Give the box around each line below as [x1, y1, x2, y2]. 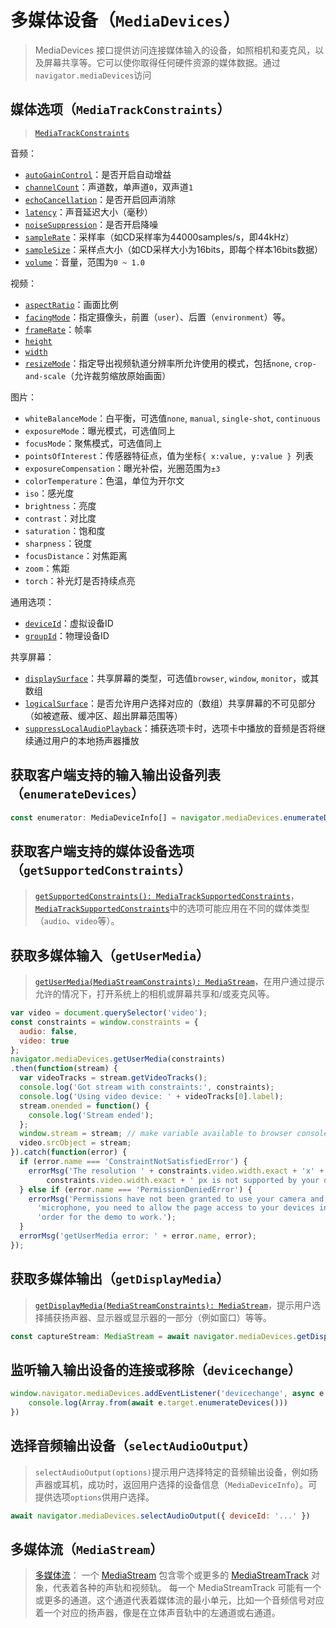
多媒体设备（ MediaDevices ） [10, 9, 241, 32]
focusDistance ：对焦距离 [24, 549, 128, 561]
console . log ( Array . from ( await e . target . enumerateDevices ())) [28, 1398, 288, 1408]
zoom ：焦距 [24, 562, 70, 574]
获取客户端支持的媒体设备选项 [10, 842, 195, 860]
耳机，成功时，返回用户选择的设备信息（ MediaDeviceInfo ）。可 [61, 1478, 318, 1490]
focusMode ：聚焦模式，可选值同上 [24, 437, 163, 449]
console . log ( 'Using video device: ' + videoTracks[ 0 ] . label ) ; [19, 1091, 284, 1101]
